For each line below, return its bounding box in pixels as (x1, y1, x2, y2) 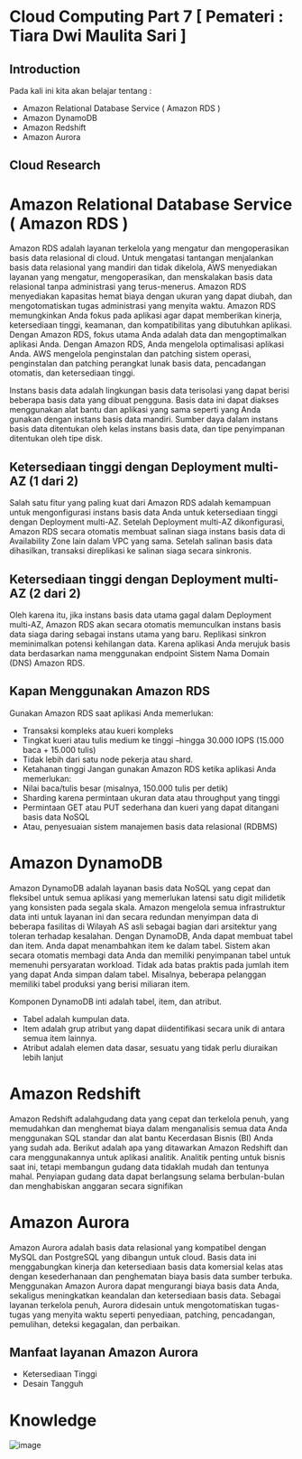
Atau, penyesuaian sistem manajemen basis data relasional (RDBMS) (22, 821, 278, 832)
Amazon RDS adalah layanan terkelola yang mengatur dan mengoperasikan (9, 243, 289, 254)
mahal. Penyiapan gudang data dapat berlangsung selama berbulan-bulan (9, 1171, 286, 1182)
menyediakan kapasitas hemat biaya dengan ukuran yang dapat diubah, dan (9, 291, 293, 302)
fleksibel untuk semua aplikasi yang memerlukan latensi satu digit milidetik (9, 892, 287, 903)
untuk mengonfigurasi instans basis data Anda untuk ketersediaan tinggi (9, 507, 278, 518)
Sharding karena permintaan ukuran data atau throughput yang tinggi (22, 792, 280, 803)
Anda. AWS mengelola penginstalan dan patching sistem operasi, (9, 348, 252, 359)
